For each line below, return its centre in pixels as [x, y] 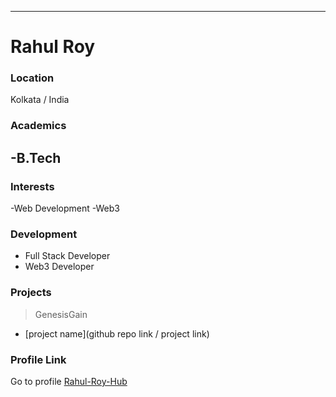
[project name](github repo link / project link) [117, 333]
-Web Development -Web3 [65, 208]
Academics [38, 126]
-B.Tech [36, 157]
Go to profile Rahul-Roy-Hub [69, 381]
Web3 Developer [59, 267]
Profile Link [38, 359]
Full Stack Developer [67, 256]
